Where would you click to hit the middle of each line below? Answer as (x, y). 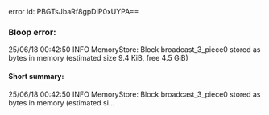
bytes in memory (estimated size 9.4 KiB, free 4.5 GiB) (99, 58)
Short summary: (36, 76)
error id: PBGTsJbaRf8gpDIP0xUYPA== (74, 12)
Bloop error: (32, 32)
